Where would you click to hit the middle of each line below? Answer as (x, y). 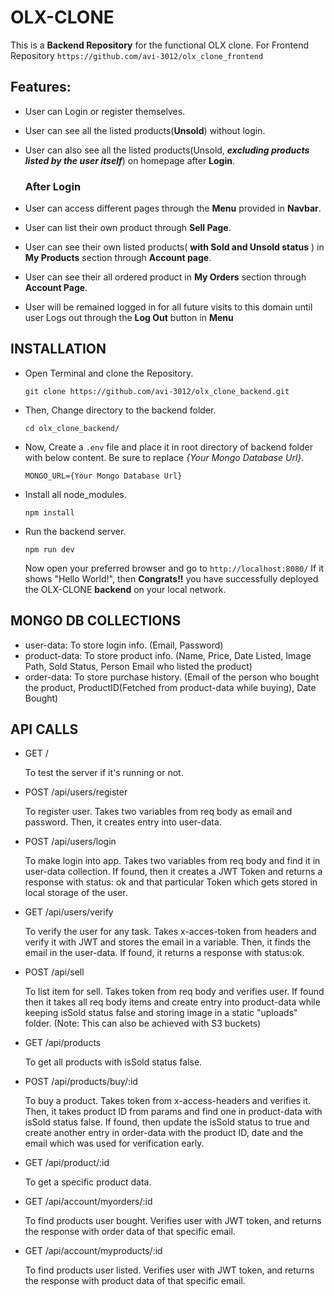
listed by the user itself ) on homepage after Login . (130, 160)
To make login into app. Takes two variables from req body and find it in (172, 861)
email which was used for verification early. (114, 1143)
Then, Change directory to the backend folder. (120, 410)
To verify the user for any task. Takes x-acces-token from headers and (170, 932)
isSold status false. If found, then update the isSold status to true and (167, 1122)
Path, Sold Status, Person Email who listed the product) (138, 666)
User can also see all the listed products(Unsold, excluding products (167, 150)
